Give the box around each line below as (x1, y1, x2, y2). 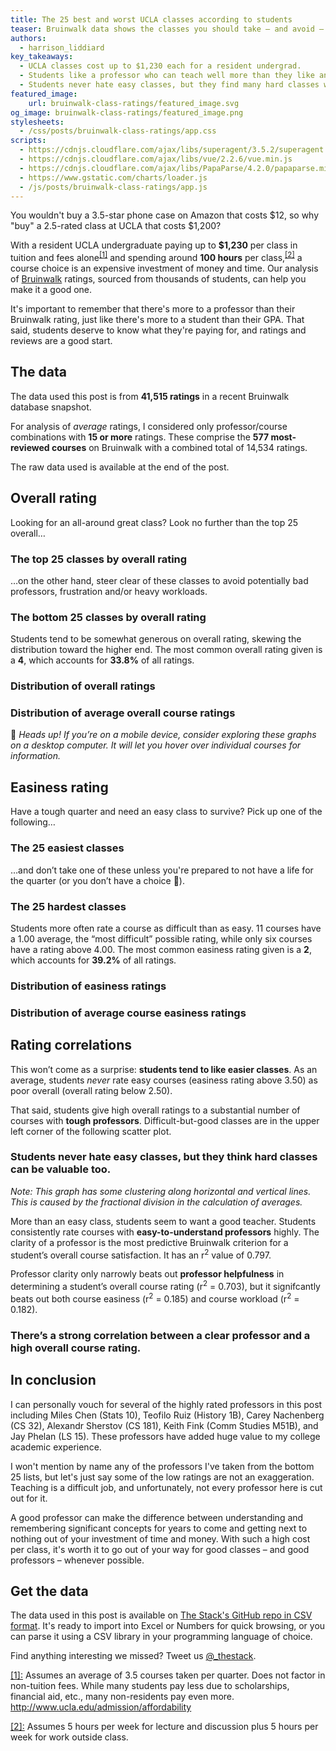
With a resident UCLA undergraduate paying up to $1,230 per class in (10, 239, 298, 251)
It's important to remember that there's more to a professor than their (10, 303, 296, 315)
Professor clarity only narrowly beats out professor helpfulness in (10, 1268, 285, 1280)
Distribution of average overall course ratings (10, 706, 236, 720)
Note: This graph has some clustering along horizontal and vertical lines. (10, 1185, 312, 1197)
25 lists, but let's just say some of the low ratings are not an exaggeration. (10, 1471, 315, 1483)
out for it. (10, 1492, 48, 1504)
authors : (10, 33, 47, 43)
